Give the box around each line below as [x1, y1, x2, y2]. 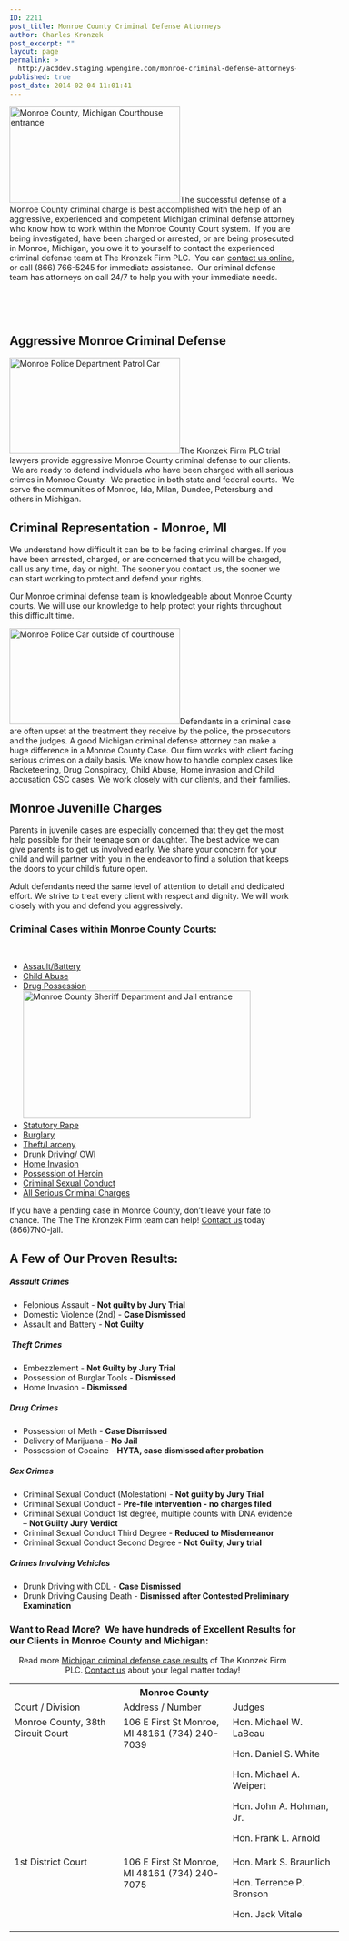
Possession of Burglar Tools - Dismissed [22, 1371, 176, 1383]
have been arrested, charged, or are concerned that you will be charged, [9, 554, 282, 565]
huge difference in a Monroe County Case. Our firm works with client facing [9, 745, 294, 756]
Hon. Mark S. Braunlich [232, 1855, 331, 1868]
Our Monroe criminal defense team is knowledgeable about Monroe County [9, 591, 293, 602]
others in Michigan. [9, 493, 82, 505]
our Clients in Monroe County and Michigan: [9, 1634, 209, 1647]
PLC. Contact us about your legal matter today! [65, 1664, 241, 1675]
